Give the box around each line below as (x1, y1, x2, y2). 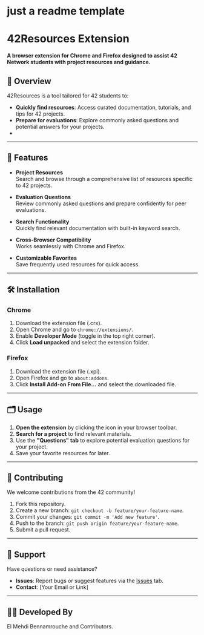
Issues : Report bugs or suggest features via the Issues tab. (15, 577, 164, 585)
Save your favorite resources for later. (15, 449, 111, 456)
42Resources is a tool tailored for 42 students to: (7, 92, 129, 99)
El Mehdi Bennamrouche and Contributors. (7, 622, 114, 630)
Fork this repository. (15, 501, 66, 508)
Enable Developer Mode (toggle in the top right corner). (15, 332, 156, 340)
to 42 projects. (15, 182, 53, 189)
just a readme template (7, 4, 125, 18)
